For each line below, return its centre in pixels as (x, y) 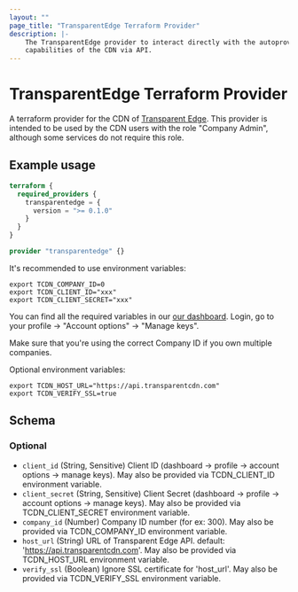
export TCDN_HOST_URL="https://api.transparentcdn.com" (114, 386)
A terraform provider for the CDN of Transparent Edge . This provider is (138, 119)
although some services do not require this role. (97, 137)
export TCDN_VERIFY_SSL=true (63, 393)
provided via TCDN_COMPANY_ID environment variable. (125, 531)
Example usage (52, 165)
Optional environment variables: (67, 370)
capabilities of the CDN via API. (89, 51)
